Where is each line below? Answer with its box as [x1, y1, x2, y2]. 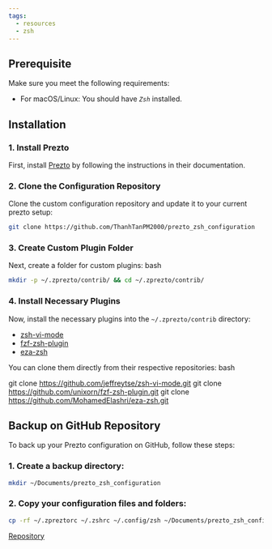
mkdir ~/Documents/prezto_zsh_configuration [8, 479, 161, 487]
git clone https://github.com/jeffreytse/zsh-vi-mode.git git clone [8, 378, 223, 388]
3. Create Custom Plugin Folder [8, 242, 134, 253]
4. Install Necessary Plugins [8, 296, 121, 307]
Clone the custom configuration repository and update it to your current [8, 199, 248, 209]
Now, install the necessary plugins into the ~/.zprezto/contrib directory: [8, 313, 251, 324]
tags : [8, 11, 27, 20]
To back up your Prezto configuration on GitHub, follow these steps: [8, 440, 236, 450]
